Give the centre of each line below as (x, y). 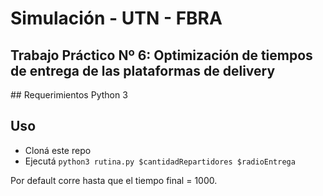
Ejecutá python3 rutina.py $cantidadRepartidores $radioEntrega (160, 161)
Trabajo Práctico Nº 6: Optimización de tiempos (161, 55)
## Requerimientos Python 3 (69, 95)
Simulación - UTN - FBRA (116, 18)
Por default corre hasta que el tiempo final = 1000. (114, 180)
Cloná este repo (58, 150)
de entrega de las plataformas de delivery (143, 70)
